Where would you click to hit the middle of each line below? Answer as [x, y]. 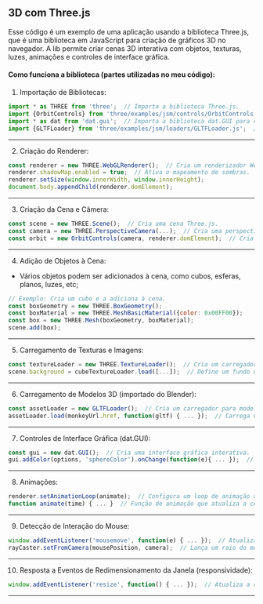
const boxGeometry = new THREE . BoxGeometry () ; [85, 306]
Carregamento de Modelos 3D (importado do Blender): [108, 394]
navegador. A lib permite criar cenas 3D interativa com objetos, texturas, [125, 48]
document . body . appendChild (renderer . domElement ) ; [91, 187]
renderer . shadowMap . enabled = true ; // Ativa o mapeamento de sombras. [129, 173]
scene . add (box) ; [34, 328]
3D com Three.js [49, 13]
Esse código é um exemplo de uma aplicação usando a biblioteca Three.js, [128, 31]
